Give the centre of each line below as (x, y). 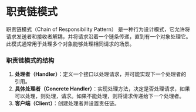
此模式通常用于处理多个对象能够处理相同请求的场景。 (70, 44)
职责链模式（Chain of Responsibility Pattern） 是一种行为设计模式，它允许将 (98, 29)
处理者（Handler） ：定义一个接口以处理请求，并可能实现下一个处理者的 (100, 74)
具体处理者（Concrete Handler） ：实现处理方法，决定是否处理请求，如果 (102, 89)
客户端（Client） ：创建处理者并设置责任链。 (67, 103)
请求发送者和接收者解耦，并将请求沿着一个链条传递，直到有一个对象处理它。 (99, 36)
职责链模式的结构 (30, 60)
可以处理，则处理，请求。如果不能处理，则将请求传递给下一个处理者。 (99, 96)
